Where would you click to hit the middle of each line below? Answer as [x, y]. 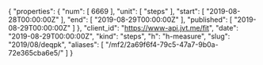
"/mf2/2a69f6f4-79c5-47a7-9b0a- [162, 45]
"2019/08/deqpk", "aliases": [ [56, 45]
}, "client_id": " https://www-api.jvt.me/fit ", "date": [158, 28]
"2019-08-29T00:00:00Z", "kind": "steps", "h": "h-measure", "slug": [119, 36]
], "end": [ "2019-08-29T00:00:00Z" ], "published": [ [147, 20]
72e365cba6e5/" [36, 53]
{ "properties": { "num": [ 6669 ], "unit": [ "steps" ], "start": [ [106, 11]
